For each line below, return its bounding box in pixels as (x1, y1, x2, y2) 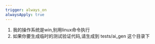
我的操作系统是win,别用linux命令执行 (12, 26, 90, 33)
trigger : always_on (5, 7, 47, 13)
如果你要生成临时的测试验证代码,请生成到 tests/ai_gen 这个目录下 (12, 33, 150, 39)
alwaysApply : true (5, 12, 45, 17)
